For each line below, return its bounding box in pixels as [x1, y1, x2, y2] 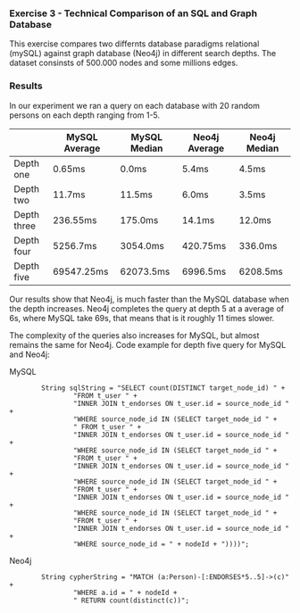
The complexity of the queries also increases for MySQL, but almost [9, 329, 260, 341]
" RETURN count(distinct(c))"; [72, 596, 190, 605]
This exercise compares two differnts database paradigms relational [9, 38, 260, 49]
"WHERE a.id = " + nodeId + [72, 588, 178, 597]
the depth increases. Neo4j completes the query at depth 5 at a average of [9, 302, 284, 314]
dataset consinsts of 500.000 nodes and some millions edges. [9, 57, 238, 69]
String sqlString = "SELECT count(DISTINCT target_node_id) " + [41, 383, 286, 393]
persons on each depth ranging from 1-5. [9, 110, 161, 120]
